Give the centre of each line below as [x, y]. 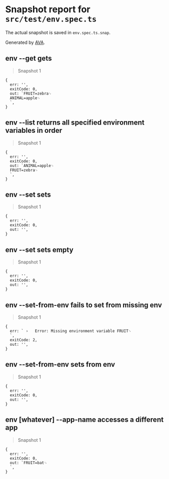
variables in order [34, 130]
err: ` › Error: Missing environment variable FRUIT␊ [71, 331]
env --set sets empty [39, 249]
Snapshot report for [48, 9]
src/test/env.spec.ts [51, 19]
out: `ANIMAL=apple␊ [32, 165]
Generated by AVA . [25, 42]
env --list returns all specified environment [75, 123]
